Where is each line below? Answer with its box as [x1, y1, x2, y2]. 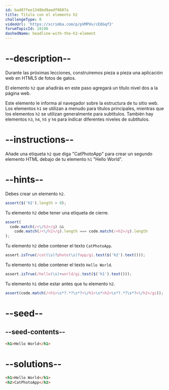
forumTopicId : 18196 [5, 26, 49, 31]
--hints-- [5, 174, 44, 186]
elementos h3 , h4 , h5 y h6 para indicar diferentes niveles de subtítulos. [5, 116, 150, 122]
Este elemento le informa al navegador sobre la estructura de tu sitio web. [5, 100, 159, 106]
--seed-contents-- [5, 328, 66, 336]
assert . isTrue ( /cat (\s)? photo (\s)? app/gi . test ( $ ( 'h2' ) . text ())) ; [5, 253, 145, 258]
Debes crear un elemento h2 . [5, 191, 65, 197]
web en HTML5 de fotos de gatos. [5, 75, 76, 81]
